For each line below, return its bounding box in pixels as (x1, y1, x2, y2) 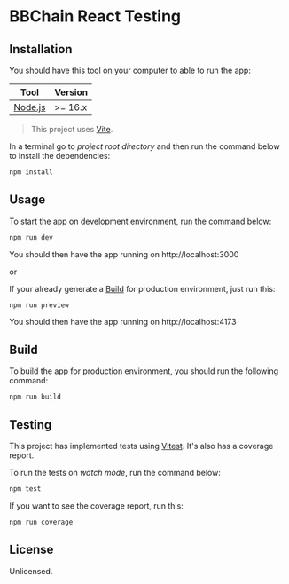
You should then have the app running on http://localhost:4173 (9, 317, 237, 328)
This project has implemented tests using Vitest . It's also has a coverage (9, 440, 274, 451)
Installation (9, 42, 73, 57)
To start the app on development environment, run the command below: (9, 216, 272, 226)
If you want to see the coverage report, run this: (9, 500, 184, 511)
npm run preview (9, 300, 69, 310)
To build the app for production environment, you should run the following (9, 366, 279, 376)
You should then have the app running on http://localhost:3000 (9, 249, 239, 259)
